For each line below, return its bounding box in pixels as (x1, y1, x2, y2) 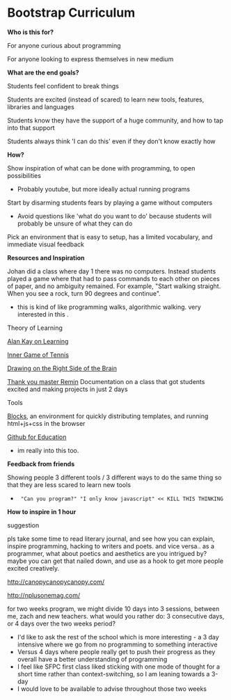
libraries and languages (7, 102, 74, 111)
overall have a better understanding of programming (17, 655, 168, 663)
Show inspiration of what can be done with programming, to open (7, 164, 196, 172)
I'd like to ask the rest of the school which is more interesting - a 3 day (17, 633, 219, 641)
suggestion (7, 520, 40, 530)
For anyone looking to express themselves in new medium (7, 54, 174, 63)
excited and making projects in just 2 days (7, 385, 128, 393)
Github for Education (7, 433, 67, 441)
